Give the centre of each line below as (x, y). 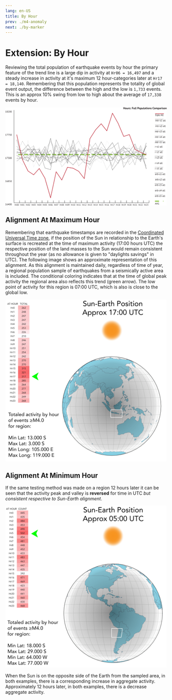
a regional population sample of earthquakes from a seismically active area (84, 270)
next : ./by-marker (25, 27)
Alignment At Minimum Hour (52, 475)
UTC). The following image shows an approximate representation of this (81, 260)
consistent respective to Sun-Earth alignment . (54, 499)
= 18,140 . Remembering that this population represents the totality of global (85, 84)
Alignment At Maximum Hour (52, 220)
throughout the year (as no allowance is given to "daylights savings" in (80, 254)
